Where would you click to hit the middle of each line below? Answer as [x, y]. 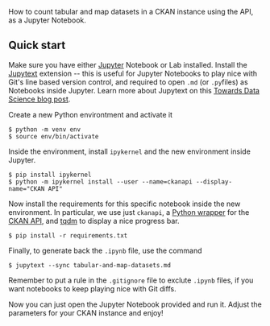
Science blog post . [39, 99]
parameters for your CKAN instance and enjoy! [86, 312]
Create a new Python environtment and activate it [91, 114]
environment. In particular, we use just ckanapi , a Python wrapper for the [129, 212]
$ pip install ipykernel [50, 175]
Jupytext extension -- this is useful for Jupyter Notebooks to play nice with [133, 73]
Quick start [37, 45]
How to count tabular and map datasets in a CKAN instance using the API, [131, 12]
